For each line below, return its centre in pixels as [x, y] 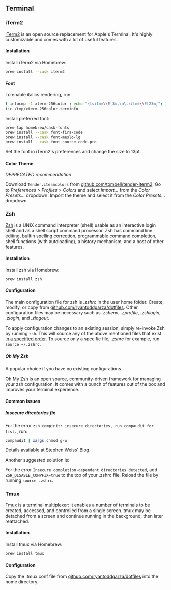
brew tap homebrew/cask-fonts [37, 128]
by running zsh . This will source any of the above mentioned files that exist [83, 333]
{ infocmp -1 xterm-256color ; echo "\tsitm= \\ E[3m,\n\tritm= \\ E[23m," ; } [86, 104]
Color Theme [19, 163]
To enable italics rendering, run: [39, 94]
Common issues [23, 401]
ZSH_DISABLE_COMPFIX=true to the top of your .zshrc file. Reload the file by [82, 475]
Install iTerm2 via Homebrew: [36, 62]
